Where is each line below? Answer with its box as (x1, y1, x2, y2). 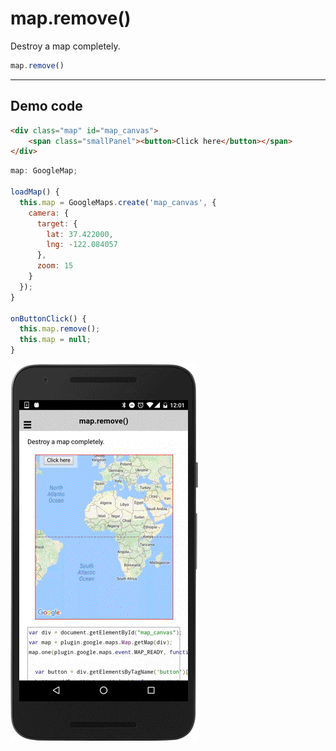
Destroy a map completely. (10, 40, 121, 52)
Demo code (10, 98, 83, 115)
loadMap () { (10, 187, 60, 197)
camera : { (28, 208, 70, 218)
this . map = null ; (19, 335, 92, 345)
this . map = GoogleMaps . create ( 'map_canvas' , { (19, 197, 217, 207)
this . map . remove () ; (19, 324, 101, 334)
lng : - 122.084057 (46, 240, 118, 250)
